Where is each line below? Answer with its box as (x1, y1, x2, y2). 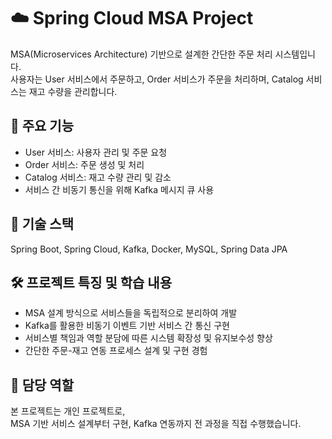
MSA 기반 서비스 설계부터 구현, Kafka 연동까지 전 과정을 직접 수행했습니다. (10, 418, 302, 430)
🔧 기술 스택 (10, 216, 75, 233)
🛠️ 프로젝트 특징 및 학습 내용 (10, 274, 173, 291)
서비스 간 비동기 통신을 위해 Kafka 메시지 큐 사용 (24, 183, 215, 195)
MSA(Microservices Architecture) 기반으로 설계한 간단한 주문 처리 (10, 48, 273, 60)
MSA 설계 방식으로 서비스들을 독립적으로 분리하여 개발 (24, 307, 238, 319)
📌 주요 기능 (10, 118, 75, 135)
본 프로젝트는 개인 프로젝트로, (10, 405, 126, 417)
